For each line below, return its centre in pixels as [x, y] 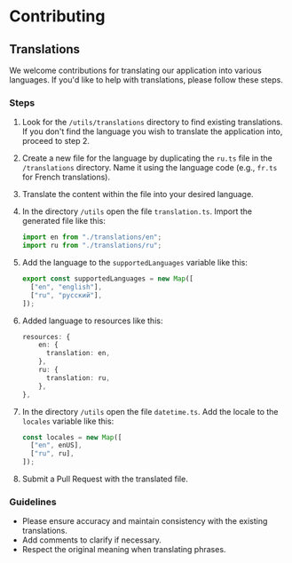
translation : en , [78, 353]
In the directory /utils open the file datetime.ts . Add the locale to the [150, 411]
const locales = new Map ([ [72, 437]
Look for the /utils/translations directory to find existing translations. [152, 123]
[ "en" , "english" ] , [67, 287]
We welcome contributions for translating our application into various [135, 70]
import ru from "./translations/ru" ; [92, 246]
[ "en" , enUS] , [56, 446]
